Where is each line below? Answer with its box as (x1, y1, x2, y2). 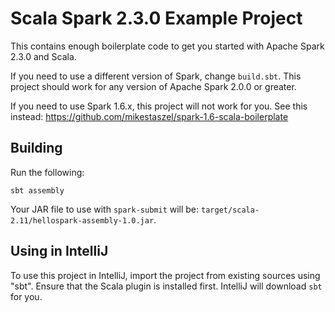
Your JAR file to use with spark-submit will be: (10, 203, 200, 215)
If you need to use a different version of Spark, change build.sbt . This (10, 70, 302, 82)
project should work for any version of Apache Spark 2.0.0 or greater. (10, 80, 297, 92)
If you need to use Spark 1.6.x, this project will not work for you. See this (10, 100, 308, 112)
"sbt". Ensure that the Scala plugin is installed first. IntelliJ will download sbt (10, 280, 323, 292)
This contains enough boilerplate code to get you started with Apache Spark (10, 40, 325, 52)
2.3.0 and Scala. (10, 50, 77, 62)
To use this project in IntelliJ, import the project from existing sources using (10, 269, 321, 281)
